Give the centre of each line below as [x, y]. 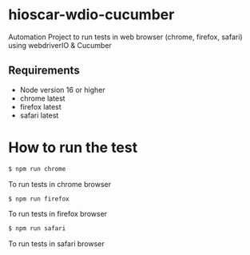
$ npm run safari [37, 229]
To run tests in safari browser [57, 244]
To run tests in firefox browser [58, 214]
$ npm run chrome [37, 169]
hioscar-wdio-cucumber [91, 15]
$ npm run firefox [39, 199]
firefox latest [40, 106]
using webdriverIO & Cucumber [60, 45]
